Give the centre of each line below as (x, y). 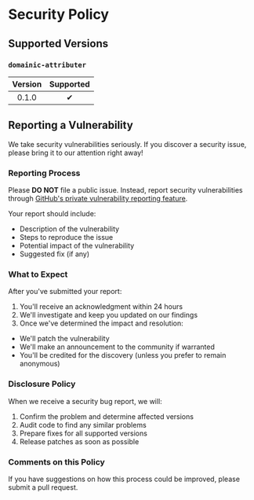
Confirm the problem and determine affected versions (107, 416)
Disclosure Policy (42, 384)
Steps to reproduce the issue (66, 237)
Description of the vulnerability (69, 229)
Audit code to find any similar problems (83, 425)
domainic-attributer (47, 65)
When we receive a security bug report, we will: (85, 401)
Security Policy (59, 15)
